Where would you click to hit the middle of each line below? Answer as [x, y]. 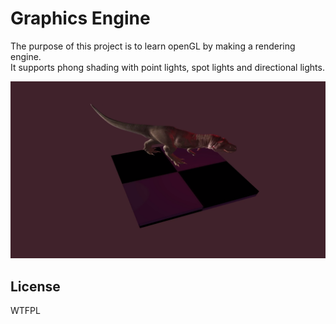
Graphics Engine [80, 18]
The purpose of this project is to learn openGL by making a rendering [153, 46]
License [35, 286]
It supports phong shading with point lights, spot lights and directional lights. [167, 67]
